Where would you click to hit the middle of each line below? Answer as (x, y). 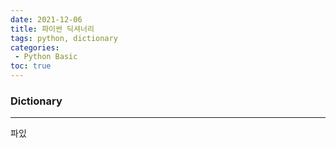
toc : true (31, 66)
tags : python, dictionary (64, 38)
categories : (35, 47)
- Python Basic (46, 57)
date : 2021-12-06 (46, 19)
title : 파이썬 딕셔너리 (52, 29)
